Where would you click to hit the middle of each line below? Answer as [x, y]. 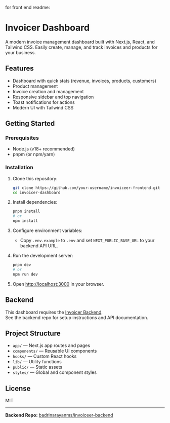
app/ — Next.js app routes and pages [51, 345]
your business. [21, 52]
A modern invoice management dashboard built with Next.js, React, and [80, 42]
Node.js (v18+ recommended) [44, 149]
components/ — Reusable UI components [55, 351]
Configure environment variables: [47, 230]
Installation [19, 168]
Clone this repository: [35, 178]
